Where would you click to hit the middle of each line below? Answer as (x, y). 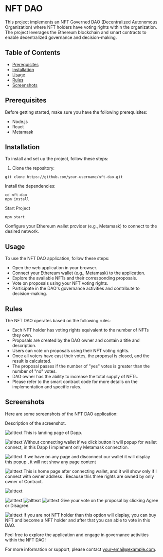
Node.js (20, 122)
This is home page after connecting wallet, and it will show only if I (90, 471)
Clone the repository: (33, 168)
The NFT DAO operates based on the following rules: (58, 321)
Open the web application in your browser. (54, 268)
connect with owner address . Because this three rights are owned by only (80, 476)
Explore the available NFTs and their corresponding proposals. (75, 278)
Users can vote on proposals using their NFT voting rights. (71, 351)
